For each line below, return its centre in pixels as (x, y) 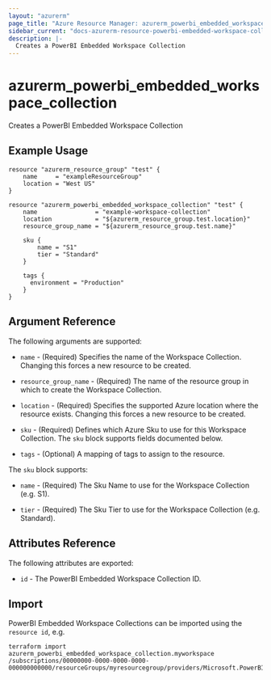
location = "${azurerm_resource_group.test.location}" (137, 219)
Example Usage (48, 151)
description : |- (35, 38)
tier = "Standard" (68, 254)
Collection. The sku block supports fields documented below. (121, 438)
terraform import (38, 647)
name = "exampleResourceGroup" (83, 176)
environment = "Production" (77, 283)
